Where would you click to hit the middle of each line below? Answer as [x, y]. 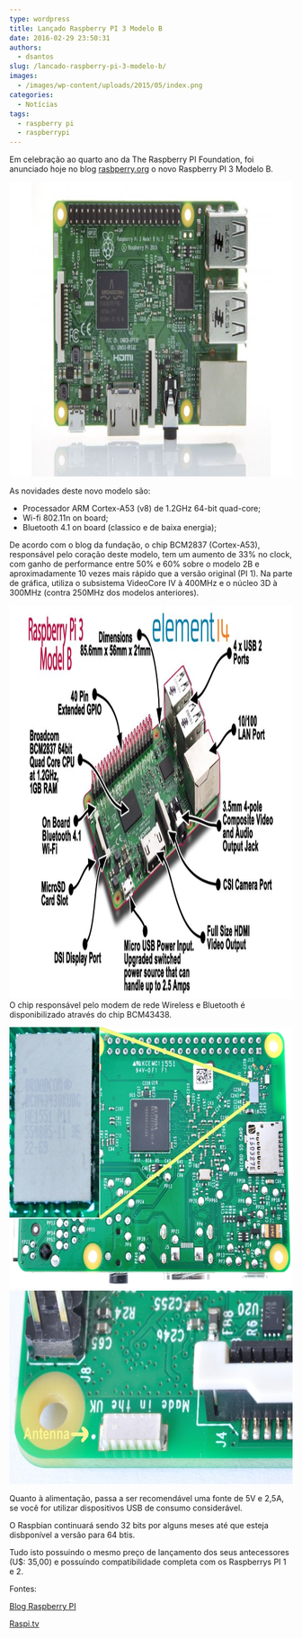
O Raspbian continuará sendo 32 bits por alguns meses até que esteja [139, 1526]
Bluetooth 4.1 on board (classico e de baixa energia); [120, 528]
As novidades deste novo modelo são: [80, 491]
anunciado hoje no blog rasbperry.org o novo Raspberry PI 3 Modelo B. [142, 169]
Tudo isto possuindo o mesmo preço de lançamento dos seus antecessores [149, 1553]
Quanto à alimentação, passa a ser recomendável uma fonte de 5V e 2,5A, [147, 1499]
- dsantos [36, 57]
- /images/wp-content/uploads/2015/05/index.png [110, 85]
